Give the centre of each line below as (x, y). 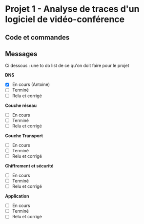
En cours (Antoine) (31, 84)
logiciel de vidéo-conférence (65, 19)
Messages (21, 54)
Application (17, 196)
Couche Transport (24, 136)
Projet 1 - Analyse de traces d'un (72, 9)
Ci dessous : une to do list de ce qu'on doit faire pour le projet (67, 66)
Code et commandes (37, 37)
